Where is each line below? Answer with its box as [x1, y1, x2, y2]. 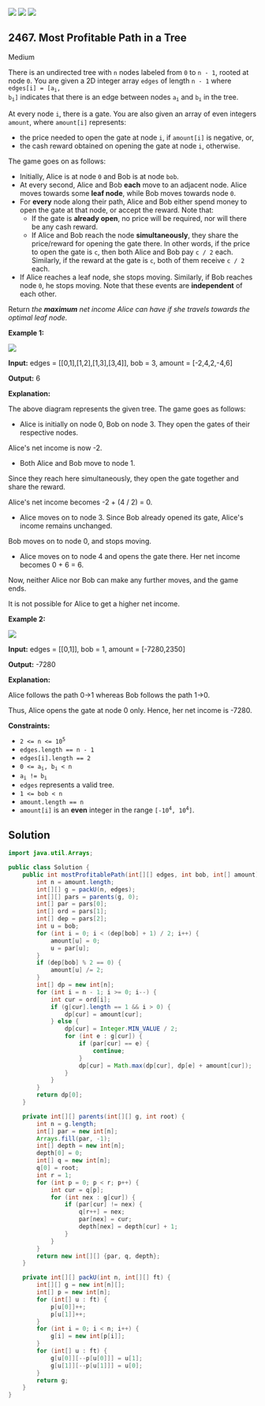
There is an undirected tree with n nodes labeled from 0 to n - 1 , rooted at [8, 67, 249, 77]
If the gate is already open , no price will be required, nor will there [31, 213, 247, 223]
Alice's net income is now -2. [8, 443, 103, 452]
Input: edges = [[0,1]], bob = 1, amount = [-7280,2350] [8, 644, 185, 654]
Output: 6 [8, 373, 41, 383]
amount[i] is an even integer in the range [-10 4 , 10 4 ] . [19, 805, 195, 815]
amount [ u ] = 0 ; [50, 936, 101, 945]
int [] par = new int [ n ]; [36, 1127, 118, 1135]
